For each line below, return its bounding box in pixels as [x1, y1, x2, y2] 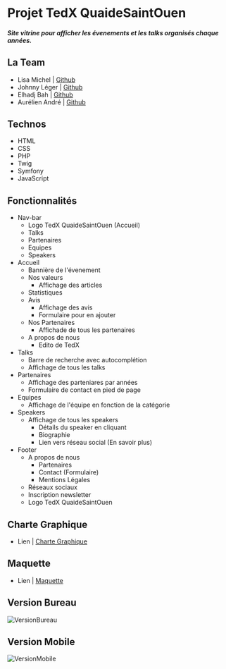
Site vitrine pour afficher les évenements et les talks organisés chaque [7, 28, 220, 37]
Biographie [38, 431, 70, 439]
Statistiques [27, 288, 63, 297]
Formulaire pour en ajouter [38, 311, 116, 319]
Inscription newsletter [27, 491, 92, 499]
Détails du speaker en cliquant [38, 423, 127, 431]
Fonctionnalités [7, 195, 77, 207]
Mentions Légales [38, 476, 90, 484]
